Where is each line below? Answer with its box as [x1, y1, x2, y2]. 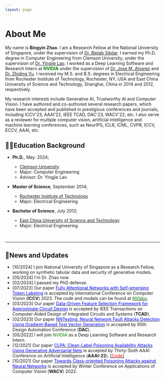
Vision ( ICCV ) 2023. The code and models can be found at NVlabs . [12, 296, 148, 301]
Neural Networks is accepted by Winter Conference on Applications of [12, 363, 155, 369]
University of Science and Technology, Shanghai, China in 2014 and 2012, [5, 81, 155, 87]
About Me [5, 28, 46, 39]
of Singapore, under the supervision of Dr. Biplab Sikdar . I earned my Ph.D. [5, 50, 156, 55]
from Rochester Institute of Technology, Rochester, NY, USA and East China [5, 76, 159, 81]
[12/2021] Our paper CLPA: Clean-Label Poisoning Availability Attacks [12, 342, 153, 349]
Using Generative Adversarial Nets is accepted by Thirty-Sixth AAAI [12, 348, 150, 353]
